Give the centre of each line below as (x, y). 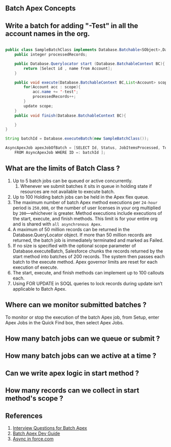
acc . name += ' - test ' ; (55, 92)
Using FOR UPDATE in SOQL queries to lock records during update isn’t (88, 283)
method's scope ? (34, 398)
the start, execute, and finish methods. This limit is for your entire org (85, 218)
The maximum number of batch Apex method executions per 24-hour (85, 202)
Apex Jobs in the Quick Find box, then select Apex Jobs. (65, 322)
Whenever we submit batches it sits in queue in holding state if (86, 186)
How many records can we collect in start (72, 391)
